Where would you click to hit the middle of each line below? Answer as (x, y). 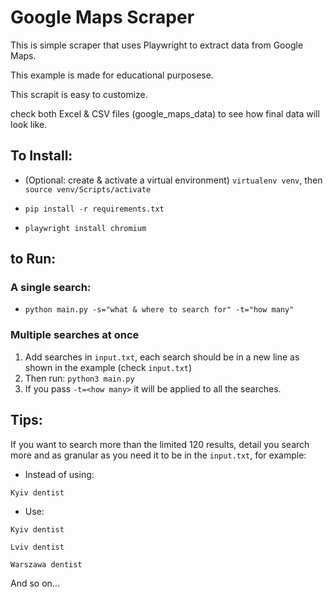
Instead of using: (59, 474)
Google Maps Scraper (102, 17)
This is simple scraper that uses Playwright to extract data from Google (157, 45)
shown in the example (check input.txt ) (108, 367)
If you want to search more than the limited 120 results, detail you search (160, 444)
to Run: (33, 259)
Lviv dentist (37, 547)
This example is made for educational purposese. (112, 75)
